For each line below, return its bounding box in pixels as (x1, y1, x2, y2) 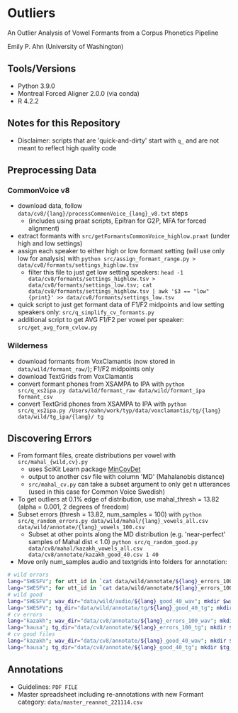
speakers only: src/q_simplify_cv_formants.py (17, 308, 154, 316)
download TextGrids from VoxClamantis (17, 372, 134, 380)
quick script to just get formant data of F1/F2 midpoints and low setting (17, 300, 225, 309)
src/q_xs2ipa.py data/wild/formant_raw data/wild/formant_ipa (17, 387, 205, 394)
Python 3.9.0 (17, 82, 55, 90)
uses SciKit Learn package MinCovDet (28, 465, 141, 473)
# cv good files (7, 631, 55, 638)
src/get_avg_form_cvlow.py (17, 324, 98, 331)
